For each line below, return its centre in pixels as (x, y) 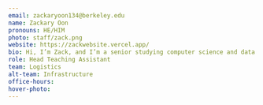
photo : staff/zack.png (45, 37)
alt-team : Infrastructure (50, 74)
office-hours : (31, 81)
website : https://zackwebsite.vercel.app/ (79, 45)
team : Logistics (35, 67)
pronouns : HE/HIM (37, 30)
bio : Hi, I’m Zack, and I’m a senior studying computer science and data (132, 52)
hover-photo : (30, 89)
